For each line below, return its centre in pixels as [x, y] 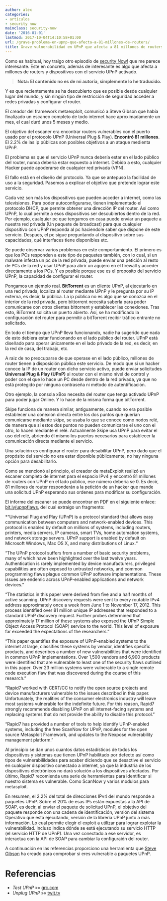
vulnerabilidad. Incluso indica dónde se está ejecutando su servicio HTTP [80, 828]
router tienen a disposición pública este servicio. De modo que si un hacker [83, 363]
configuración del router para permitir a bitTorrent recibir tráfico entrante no [83, 318]
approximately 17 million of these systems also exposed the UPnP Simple [80, 621]
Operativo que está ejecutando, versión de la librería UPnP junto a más [78, 817]
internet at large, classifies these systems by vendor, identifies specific [78, 646]
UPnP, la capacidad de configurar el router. [49, 276]
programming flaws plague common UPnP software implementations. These [83, 574]
